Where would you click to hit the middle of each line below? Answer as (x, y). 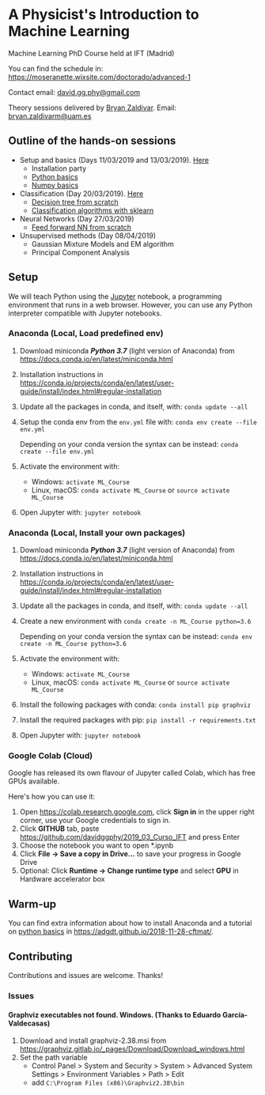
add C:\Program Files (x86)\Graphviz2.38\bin (108, 1083)
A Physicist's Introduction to (104, 15)
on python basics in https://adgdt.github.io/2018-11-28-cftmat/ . (111, 931)
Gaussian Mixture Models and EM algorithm (102, 244)
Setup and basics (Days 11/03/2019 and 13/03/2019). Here (114, 160)
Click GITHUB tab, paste (59, 829)
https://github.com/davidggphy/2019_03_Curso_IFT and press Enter (130, 837)
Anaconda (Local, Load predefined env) (86, 334)
